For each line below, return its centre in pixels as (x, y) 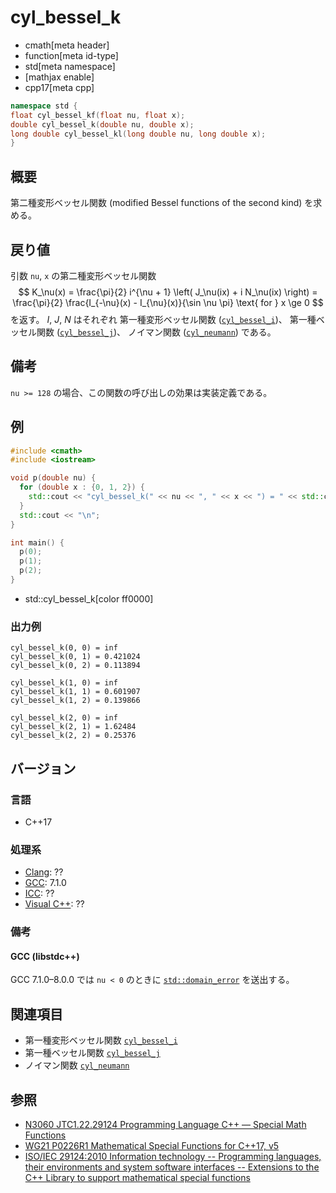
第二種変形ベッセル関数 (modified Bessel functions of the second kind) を (162, 203)
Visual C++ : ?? (54, 904)
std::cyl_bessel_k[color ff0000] (89, 598)
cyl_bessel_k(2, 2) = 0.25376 (73, 736)
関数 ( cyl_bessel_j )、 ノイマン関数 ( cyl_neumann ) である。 (156, 332)
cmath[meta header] (67, 45)
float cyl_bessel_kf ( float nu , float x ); (98, 115)
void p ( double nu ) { (53, 478)
